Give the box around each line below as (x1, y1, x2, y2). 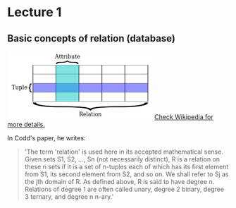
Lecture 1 (7, 4, 62, 20)
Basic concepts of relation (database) (7, 32, 176, 44)
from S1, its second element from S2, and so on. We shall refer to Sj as (24, 170, 229, 178)
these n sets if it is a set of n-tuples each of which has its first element (24, 163, 229, 171)
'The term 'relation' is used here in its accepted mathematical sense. (24, 147, 224, 156)
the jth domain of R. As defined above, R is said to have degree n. (24, 178, 215, 185)
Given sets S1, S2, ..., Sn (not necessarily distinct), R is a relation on (24, 155, 221, 163)
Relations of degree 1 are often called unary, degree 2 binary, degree (24, 185, 224, 193)
